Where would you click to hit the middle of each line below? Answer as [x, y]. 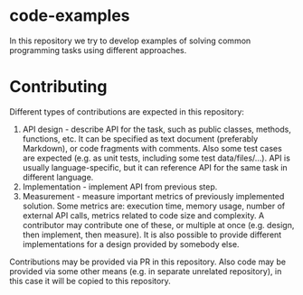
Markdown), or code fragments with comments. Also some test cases [152, 148]
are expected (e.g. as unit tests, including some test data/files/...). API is [156, 158]
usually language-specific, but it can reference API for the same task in [155, 167]
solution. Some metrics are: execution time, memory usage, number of [154, 206]
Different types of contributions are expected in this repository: [127, 111]
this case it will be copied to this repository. [90, 281]
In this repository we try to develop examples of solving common [130, 41]
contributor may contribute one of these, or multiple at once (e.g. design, [158, 225]
